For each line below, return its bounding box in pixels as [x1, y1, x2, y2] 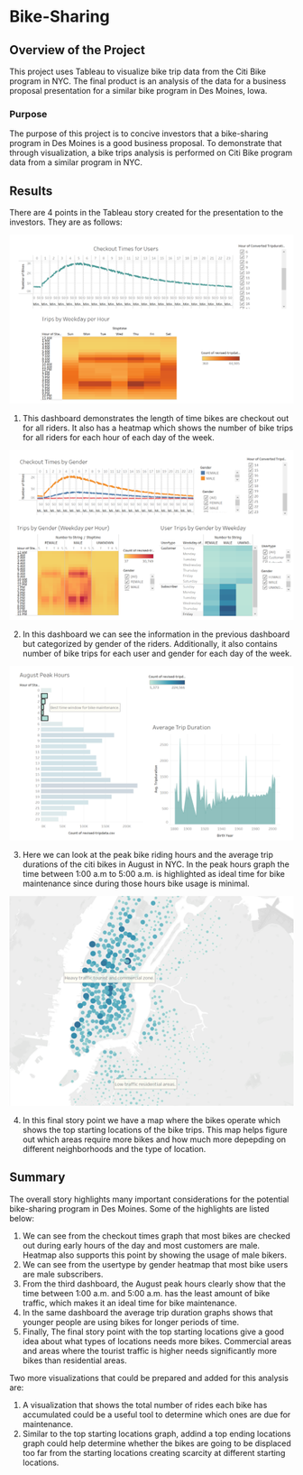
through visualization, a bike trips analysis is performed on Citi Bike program [9, 147, 293, 159]
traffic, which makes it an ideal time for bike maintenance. [22, 1297, 237, 1308]
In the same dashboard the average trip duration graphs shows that [22, 1306, 273, 1318]
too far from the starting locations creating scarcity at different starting [22, 1447, 286, 1458]
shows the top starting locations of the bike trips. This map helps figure [22, 1124, 288, 1135]
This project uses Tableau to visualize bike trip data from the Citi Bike [9, 66, 267, 77]
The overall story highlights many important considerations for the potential [9, 1194, 289, 1204]
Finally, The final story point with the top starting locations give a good [22, 1326, 285, 1337]
